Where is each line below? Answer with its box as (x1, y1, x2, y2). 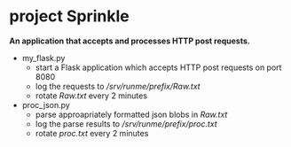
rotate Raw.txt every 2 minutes (35, 90, 148, 101)
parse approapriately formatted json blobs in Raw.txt (35, 109, 228, 120)
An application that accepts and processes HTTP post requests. (9, 35, 250, 46)
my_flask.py (21, 52, 66, 63)
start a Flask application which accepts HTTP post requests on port (35, 62, 282, 73)
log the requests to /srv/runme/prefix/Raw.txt (35, 81, 201, 91)
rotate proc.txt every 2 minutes (35, 128, 149, 138)
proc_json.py (21, 99, 71, 110)
